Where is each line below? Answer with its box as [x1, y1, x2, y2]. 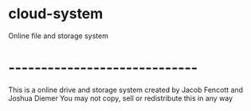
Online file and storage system [8, 31, 109, 40]
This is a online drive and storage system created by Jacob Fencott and [8, 85, 244, 94]
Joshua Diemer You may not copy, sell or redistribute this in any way [8, 93, 233, 103]
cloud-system [8, 5, 104, 23]
